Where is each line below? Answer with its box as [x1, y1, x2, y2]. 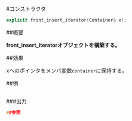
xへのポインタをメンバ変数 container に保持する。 [6, 66, 128, 74]
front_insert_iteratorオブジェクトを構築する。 [6, 41, 121, 49]
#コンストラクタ [6, 5, 47, 12]
